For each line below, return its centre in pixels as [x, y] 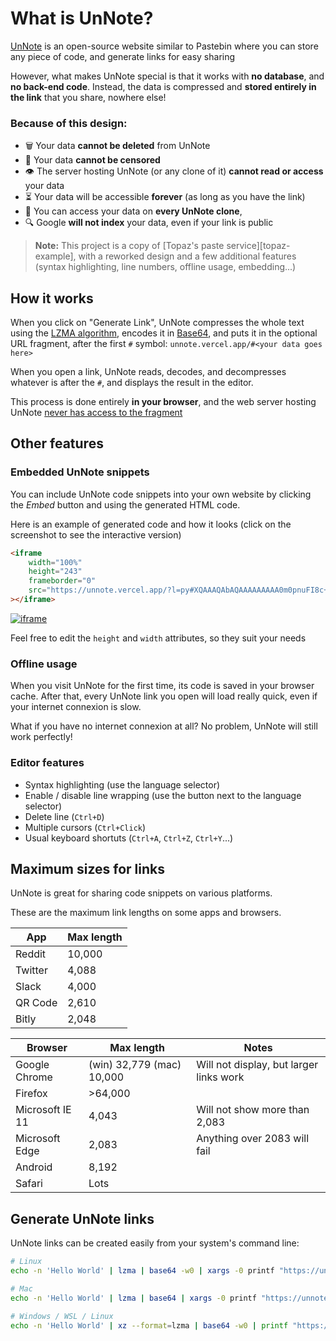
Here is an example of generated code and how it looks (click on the [151, 524]
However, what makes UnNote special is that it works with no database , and [167, 76]
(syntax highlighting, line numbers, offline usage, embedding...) [165, 267]
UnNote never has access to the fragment [96, 413]
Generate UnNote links [82, 1218]
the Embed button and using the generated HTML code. [125, 504]
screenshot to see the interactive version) [96, 534]
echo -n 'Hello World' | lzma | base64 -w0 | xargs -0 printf [142, 1271]
